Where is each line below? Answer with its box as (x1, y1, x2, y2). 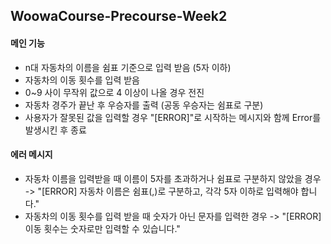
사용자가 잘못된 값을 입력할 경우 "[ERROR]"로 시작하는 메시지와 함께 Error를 (24, 111, 322, 123)
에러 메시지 (10, 149, 53, 161)
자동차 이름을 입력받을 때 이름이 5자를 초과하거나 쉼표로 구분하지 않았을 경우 (24, 172, 322, 184)
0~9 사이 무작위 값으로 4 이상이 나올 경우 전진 (24, 86, 205, 98)
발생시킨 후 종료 (24, 124, 87, 136)
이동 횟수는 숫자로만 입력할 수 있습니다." (24, 222, 181, 234)
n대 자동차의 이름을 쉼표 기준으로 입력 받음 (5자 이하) (24, 61, 232, 73)
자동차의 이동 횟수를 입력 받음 (24, 74, 140, 86)
